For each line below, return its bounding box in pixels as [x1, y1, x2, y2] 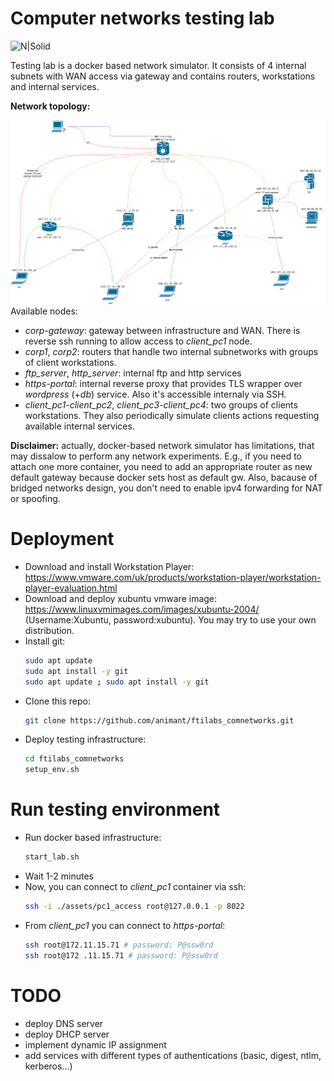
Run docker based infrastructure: [24, 832, 162, 844]
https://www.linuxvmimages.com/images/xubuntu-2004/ [24, 603, 260, 615]
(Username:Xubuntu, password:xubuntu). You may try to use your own [24, 613, 317, 626]
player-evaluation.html [24, 582, 118, 594]
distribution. [24, 624, 75, 636]
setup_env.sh [24, 765, 80, 775]
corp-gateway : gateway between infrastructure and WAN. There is [24, 325, 301, 337]
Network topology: [10, 100, 91, 112]
